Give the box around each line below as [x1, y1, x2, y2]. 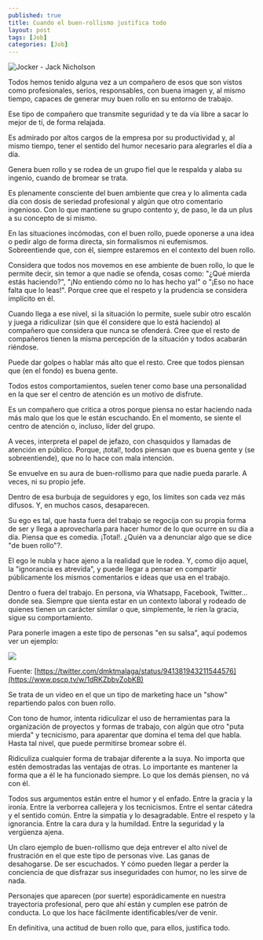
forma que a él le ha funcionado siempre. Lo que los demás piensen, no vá [8, 770, 250, 780]
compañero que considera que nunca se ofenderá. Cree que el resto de [8, 326, 240, 335]
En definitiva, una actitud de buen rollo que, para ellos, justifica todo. [8, 924, 230, 933]
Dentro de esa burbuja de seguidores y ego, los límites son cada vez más [8, 492, 246, 502]
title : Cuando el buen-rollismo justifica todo [8, 19, 167, 27]
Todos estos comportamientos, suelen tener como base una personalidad [8, 382, 247, 391]
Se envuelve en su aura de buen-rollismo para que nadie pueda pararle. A [8, 469, 247, 478]
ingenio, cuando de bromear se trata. [8, 174, 128, 183]
